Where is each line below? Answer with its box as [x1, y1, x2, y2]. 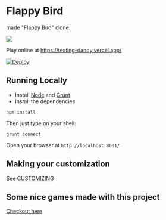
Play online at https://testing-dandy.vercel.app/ [6, 47, 122, 54]
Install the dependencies [14, 97, 76, 105]
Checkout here [6, 207, 43, 215]
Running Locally [6, 76, 67, 86]
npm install [6, 109, 36, 115]
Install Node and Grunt [14, 91, 70, 98]
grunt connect [6, 131, 42, 137]
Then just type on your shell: [6, 119, 76, 126]
